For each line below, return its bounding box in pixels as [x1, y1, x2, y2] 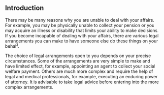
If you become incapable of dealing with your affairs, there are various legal [5, 32, 159, 38]
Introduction [5, 4, 44, 12]
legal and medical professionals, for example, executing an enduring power [5, 73, 158, 79]
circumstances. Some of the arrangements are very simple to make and [5, 58, 151, 63]
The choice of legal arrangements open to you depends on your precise [5, 53, 151, 59]
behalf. [5, 43, 19, 49]
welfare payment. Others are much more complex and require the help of [5, 68, 154, 74]
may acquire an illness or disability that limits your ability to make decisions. [5, 27, 159, 33]
